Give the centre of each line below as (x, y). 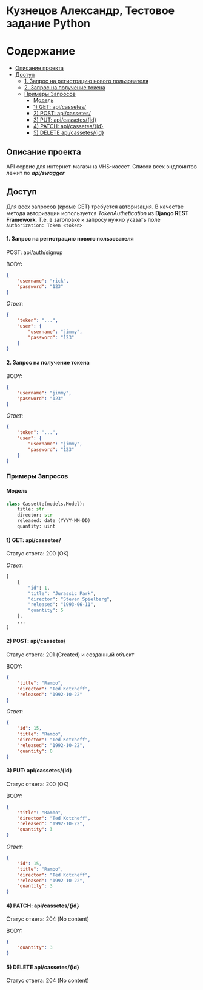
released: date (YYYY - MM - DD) (54, 521)
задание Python (48, 23)
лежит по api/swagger (35, 173)
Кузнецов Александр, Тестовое (91, 11)
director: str (35, 515)
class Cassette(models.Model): (46, 504)
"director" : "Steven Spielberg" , (70, 599)
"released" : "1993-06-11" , (62, 605)
